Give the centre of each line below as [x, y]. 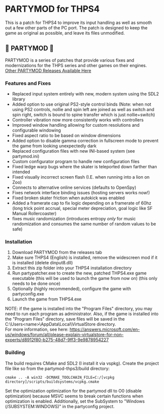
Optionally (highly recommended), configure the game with [72, 289]
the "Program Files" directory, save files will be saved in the [65, 319]
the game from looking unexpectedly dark [54, 146]
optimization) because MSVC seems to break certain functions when [74, 396]
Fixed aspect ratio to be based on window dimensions [66, 136]
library [19, 99]
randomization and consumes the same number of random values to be [84, 224]
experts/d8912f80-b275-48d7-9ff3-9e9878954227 [57, 340]
